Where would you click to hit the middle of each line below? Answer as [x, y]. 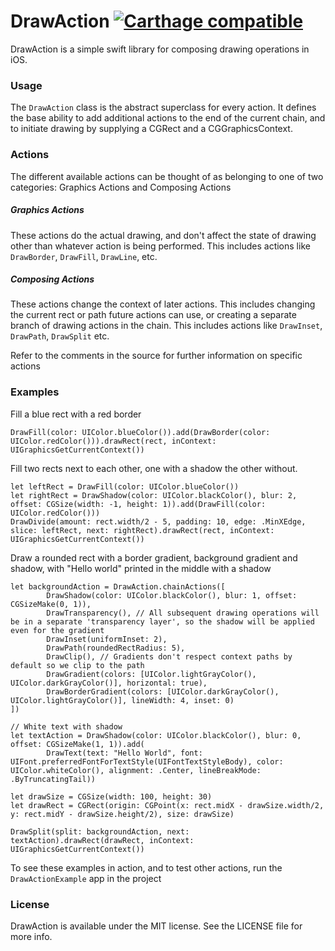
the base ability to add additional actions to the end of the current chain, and [168, 118]
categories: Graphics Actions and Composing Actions [121, 187]
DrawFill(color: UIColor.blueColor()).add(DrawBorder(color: [140, 432]
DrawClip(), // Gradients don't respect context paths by [169, 656]
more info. [31, 937]
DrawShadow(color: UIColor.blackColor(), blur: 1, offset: [172, 595]
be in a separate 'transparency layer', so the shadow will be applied [162, 621]
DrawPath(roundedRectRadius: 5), [116, 648]
